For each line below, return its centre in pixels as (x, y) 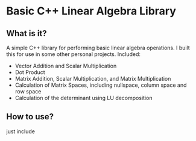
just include (21, 131)
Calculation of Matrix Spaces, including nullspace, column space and (101, 85)
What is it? (27, 33)
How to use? (30, 117)
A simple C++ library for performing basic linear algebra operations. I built (98, 48)
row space (28, 91)
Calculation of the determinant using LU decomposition (84, 98)
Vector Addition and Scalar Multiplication (66, 66)
